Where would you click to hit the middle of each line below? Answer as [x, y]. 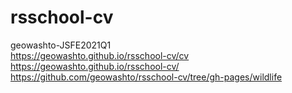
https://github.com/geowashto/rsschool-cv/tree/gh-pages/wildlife [146, 77]
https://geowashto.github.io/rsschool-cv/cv [100, 55]
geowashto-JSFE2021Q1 [61, 45]
